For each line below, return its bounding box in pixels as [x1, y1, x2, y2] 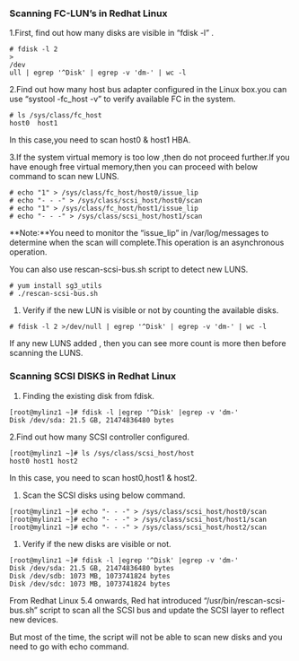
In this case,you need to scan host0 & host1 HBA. [9, 135, 191, 145]
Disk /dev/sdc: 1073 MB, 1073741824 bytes [9, 579, 171, 588]
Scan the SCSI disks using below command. [22, 490, 186, 500]
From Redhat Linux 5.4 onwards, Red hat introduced [9, 595, 202, 605]
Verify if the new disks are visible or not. [22, 538, 172, 549]
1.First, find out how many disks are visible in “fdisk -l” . [9, 28, 214, 39]
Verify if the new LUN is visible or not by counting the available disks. [22, 305, 279, 316]
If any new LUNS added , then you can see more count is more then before [9, 338, 287, 349]
